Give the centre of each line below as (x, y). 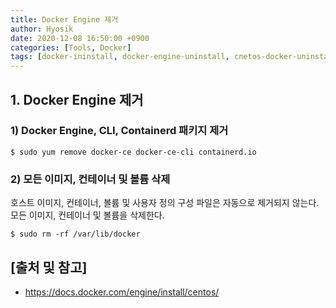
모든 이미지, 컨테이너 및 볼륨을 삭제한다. (87, 215)
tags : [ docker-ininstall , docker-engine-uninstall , (120, 57)
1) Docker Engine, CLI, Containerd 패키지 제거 (119, 131)
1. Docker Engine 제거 (77, 99)
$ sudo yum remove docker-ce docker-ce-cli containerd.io (133, 152)
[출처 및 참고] (49, 267)
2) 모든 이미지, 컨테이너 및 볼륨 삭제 (90, 179)
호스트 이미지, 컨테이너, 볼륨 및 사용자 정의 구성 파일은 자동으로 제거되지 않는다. (165, 203)
